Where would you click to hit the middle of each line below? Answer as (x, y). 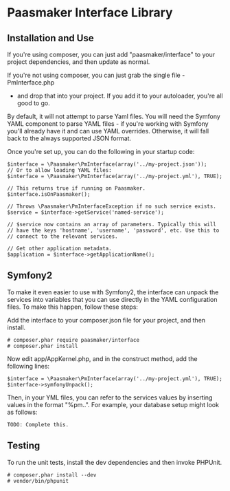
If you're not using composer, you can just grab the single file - (96, 75)
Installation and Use (50, 38)
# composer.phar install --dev (52, 475)
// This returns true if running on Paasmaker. (77, 188)
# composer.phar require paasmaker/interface (73, 340)
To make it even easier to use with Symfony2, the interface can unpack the (113, 292)
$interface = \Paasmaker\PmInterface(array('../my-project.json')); (107, 164)
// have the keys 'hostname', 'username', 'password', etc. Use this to (113, 230)
